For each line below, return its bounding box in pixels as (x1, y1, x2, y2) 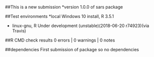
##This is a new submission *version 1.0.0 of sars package (5, 4, 123, 10)
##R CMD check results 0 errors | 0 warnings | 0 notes (5, 37, 115, 43)
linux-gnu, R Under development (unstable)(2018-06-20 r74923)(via (12, 23, 150, 28)
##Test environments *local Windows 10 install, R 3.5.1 (5, 14, 114, 19)
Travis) (12, 28, 26, 33)
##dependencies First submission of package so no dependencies (5, 47, 139, 52)
